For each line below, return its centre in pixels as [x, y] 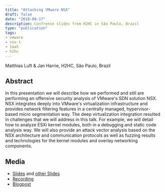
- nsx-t [13, 42]
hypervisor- [138, 109]
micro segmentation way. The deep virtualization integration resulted [90, 114]
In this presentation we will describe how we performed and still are [75, 93]
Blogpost [22, 184]
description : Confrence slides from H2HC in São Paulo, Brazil [72, 24]
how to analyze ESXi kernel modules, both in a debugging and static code [81, 125]
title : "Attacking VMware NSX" [38, 10]
